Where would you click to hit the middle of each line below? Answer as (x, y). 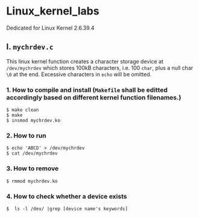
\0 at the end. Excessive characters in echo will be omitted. (79, 74)
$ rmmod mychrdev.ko (32, 181)
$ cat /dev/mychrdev (32, 153)
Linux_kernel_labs (53, 11)
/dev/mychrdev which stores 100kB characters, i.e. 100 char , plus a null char (100, 68)
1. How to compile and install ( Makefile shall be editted (87, 90)
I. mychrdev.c (30, 47)
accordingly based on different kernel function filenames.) (94, 97)
